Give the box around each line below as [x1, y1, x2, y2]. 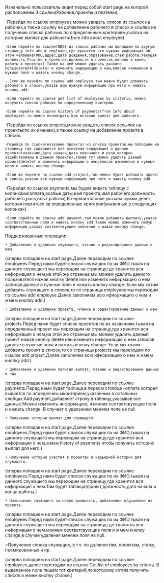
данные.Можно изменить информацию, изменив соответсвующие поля [5, 401, 156, 406]
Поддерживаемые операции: [5, 233, 67, 239]
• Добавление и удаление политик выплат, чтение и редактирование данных [5, 367, 160, 372]
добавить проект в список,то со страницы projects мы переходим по [5, 347, 150, 353]
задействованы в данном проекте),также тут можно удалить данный [5, 155, 141, 160]
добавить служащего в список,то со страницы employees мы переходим [5, 287, 159, 292]
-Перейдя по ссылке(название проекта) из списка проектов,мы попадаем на [5, 142, 160, 147]
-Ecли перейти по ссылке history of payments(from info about [5, 109, 135, 114]
